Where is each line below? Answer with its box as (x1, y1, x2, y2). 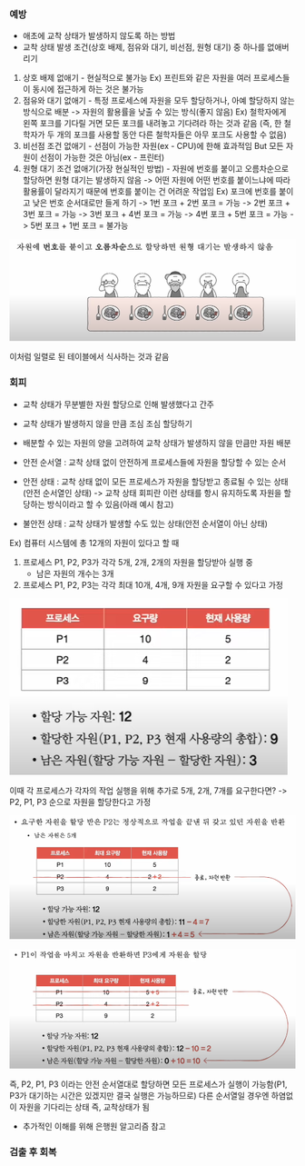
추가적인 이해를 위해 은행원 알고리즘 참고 (22, 1121, 166, 1132)
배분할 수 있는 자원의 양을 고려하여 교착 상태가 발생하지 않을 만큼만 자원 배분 (22, 437, 292, 448)
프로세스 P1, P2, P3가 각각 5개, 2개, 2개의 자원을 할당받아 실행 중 (22, 556, 253, 567)
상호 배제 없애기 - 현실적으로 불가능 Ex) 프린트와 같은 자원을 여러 (22, 73, 251, 84)
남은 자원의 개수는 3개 (35, 568, 114, 579)
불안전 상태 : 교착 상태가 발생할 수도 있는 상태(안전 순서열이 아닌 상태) (22, 518, 268, 529)
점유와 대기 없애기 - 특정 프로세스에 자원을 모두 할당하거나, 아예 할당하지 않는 (22, 95, 295, 106)
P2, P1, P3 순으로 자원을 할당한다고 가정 (9, 796, 152, 807)
